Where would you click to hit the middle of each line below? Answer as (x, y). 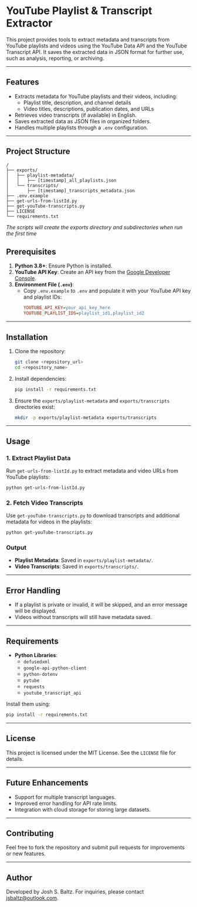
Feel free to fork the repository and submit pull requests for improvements (95, 847)
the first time (21, 233)
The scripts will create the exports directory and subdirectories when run (94, 227)
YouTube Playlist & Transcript (79, 11)
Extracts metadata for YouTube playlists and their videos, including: (96, 96)
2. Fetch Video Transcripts (45, 503)
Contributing (30, 833)
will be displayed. (35, 611)
